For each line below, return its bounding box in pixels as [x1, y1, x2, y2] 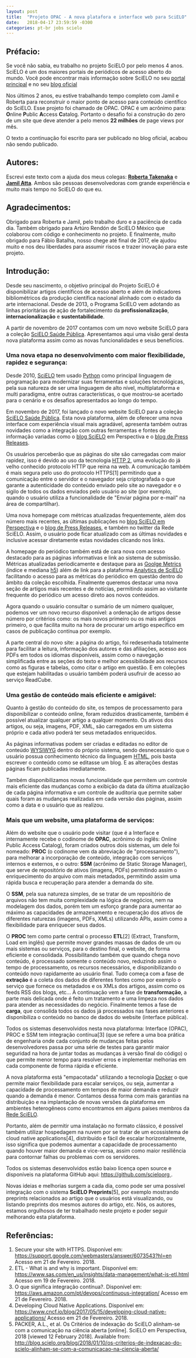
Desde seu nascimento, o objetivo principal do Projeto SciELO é [6, 282, 160, 289]
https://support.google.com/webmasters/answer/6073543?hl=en [14, 1252, 172, 1259]
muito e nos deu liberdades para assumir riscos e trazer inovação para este [6, 243, 188, 250]
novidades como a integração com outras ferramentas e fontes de [6, 427, 166, 434]
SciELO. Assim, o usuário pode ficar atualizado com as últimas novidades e [6, 530, 187, 537]
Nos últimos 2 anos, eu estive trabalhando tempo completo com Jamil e [6, 92, 179, 100]
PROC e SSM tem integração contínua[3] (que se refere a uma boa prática [6, 1031, 185, 1038]
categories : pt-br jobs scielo [6, 25, 82, 31]
